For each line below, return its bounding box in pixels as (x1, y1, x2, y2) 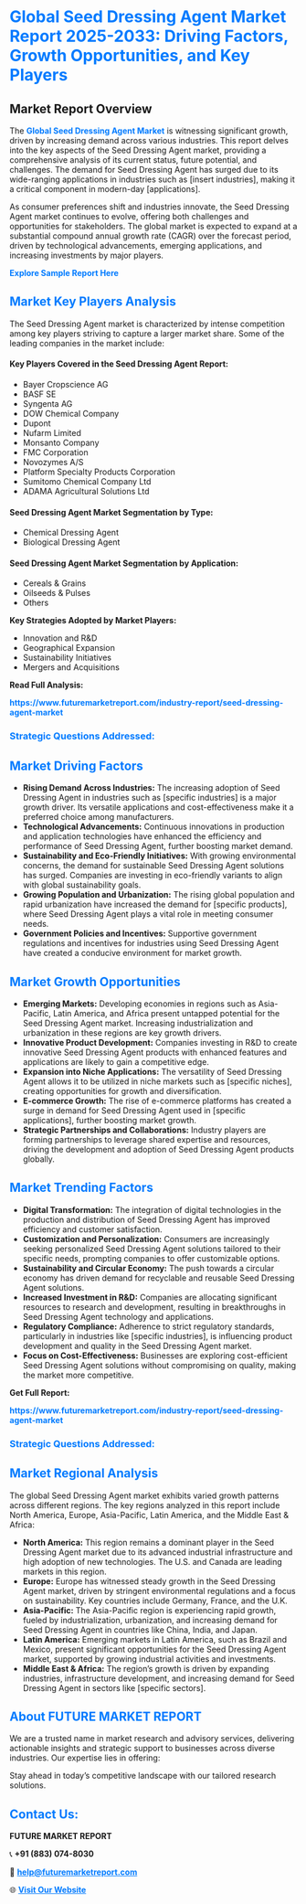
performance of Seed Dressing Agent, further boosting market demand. (22, 841, 294, 852)
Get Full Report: (9, 1387, 70, 1398)
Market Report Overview (9, 101, 153, 116)
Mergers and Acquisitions (22, 662, 121, 673)
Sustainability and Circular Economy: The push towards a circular (22, 1262, 275, 1273)
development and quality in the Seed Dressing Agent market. (22, 1340, 252, 1351)
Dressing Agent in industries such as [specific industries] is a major (22, 792, 277, 803)
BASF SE (22, 388, 57, 399)
